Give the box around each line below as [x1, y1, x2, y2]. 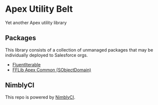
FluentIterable [12, 61, 41, 67]
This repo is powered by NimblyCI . [5, 94, 76, 100]
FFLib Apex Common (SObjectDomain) [12, 67, 91, 73]
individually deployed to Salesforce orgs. [5, 52, 88, 58]
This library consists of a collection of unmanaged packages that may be [5, 47, 154, 52]
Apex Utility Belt [5, 3, 73, 15]
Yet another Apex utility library [5, 20, 67, 26]
